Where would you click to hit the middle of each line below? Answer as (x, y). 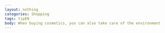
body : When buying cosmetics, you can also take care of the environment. (84, 23)
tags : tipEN (17, 18)
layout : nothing (21, 9)
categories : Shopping (27, 14)
